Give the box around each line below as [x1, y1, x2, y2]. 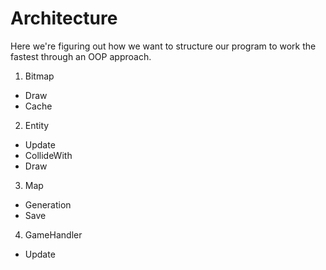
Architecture [10, 7, 118, 30]
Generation [24, 198, 72, 211]
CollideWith [24, 149, 73, 161]
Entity [24, 119, 50, 131]
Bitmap [24, 70, 55, 82]
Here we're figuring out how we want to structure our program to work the [10, 40, 317, 52]
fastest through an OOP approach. [10, 50, 152, 62]
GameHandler [24, 228, 83, 241]
